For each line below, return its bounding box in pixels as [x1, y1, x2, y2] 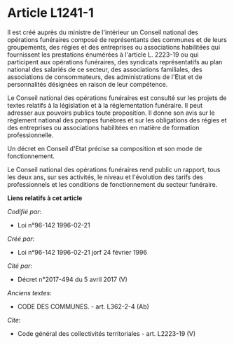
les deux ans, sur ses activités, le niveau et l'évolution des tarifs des [7, 173, 203, 181]
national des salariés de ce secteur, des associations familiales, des [7, 65, 202, 73]
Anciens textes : [7, 288, 53, 297]
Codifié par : [7, 207, 42, 216]
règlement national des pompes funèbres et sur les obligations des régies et [7, 115, 227, 124]
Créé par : [7, 234, 35, 243]
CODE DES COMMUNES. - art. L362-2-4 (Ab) [17, 302, 149, 311]
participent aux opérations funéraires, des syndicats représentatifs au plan [7, 57, 223, 66]
